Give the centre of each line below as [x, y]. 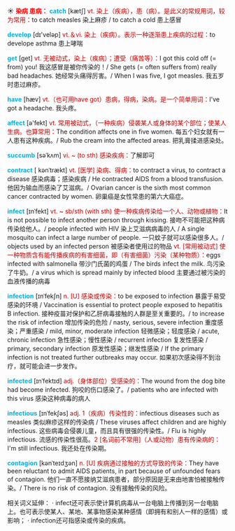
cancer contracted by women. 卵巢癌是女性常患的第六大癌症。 [97, 196]
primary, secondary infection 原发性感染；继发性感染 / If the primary [106, 348]
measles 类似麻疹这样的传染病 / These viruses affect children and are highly [117, 422]
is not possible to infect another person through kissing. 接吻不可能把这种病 [116, 220]
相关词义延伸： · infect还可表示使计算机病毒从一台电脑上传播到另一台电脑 [113, 503]
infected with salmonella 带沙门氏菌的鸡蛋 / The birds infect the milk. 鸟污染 [116, 264]
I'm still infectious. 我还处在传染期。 [59, 448]
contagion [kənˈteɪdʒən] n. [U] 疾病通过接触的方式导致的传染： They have [113, 463]
